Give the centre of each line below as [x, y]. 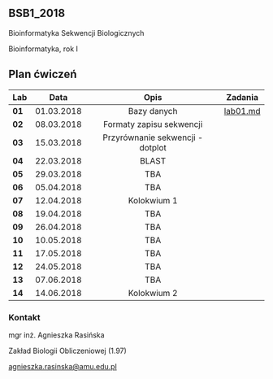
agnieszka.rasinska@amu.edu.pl [63, 366]
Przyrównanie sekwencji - [153, 137]
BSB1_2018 [37, 13]
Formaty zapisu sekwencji [153, 124]
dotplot [153, 147]
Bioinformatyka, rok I [43, 49]
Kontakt [24, 317]
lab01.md [242, 111]
